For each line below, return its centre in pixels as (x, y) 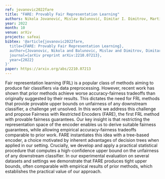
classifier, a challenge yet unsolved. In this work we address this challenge (81, 109)
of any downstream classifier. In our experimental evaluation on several (77, 156)
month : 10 (15, 28)
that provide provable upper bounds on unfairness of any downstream (76, 104)
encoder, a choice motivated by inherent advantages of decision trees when (82, 140)
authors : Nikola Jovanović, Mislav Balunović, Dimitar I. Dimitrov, (77, 19)
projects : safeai (23, 37)
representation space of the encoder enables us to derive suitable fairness (81, 125)
